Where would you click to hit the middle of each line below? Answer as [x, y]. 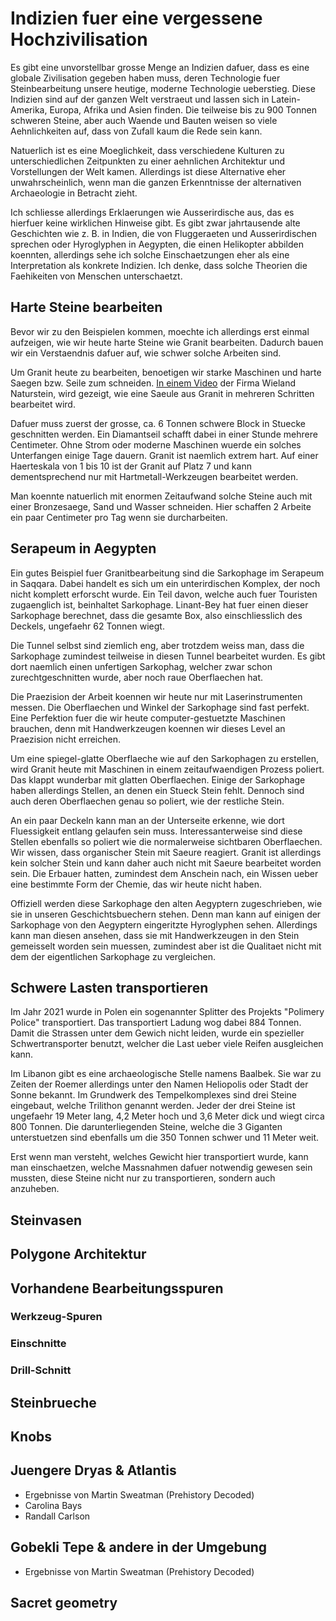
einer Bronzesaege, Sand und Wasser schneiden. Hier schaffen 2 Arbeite [161, 506]
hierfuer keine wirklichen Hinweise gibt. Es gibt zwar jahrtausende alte [155, 223]
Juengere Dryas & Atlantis [93, 1470]
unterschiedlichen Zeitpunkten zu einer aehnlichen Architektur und [148, 161]
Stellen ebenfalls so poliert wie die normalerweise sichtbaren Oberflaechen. [166, 841]
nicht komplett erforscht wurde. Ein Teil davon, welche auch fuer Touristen [164, 594]
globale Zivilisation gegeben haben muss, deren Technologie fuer [145, 78]
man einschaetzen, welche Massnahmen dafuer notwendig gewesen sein [161, 1168]
